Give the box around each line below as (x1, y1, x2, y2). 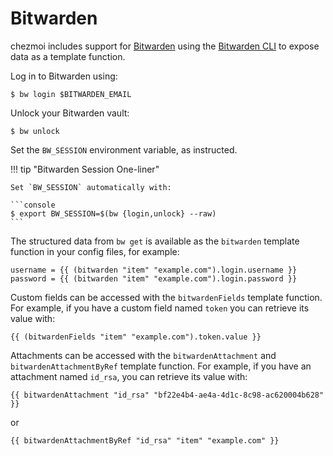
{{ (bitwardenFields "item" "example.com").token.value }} (10, 332, 262, 342)
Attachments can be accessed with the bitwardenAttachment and (10, 349, 277, 361)
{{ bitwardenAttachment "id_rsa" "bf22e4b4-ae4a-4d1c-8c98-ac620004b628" (10, 390, 325, 400)
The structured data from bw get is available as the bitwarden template (10, 235, 300, 247)
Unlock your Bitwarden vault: (10, 107, 130, 119)
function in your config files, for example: (10, 245, 180, 257)
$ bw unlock (10, 126, 60, 136)
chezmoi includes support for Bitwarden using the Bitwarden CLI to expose (10, 40, 320, 52)
